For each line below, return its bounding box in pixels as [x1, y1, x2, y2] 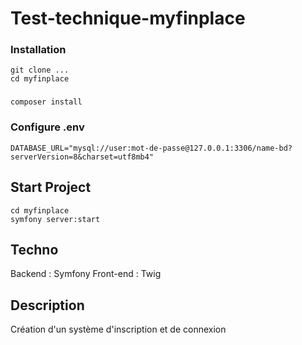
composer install [10, 97, 83, 107]
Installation [10, 43, 67, 57]
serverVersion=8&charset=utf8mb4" [10, 152, 155, 162]
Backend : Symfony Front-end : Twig [10, 268, 162, 280]
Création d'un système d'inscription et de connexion [10, 323, 227, 336]
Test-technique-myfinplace [10, 7, 246, 30]
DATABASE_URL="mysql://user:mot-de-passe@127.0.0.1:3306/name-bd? [10, 143, 293, 153]
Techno [10, 241, 59, 258]
